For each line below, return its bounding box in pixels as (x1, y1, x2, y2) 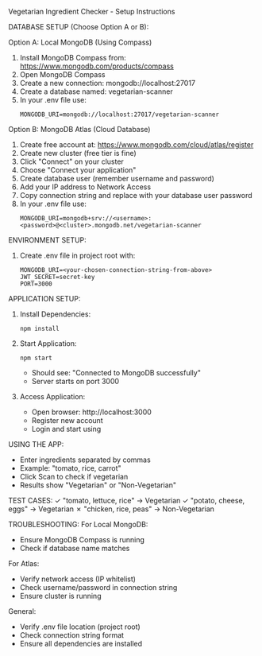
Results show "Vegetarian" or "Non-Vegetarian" (19, 480, 177, 490)
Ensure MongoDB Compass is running (19, 535, 145, 544)
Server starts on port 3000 (31, 377, 120, 386)
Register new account (31, 416, 103, 425)
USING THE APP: (8, 440, 64, 448)
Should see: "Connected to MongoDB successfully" (31, 368, 201, 377)
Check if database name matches (19, 544, 130, 553)
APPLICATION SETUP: (8, 294, 81, 303)
